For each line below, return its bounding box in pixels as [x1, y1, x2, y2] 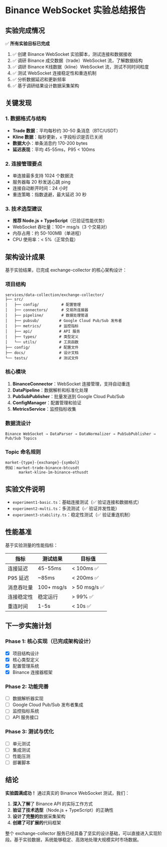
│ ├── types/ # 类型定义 [5, 334, 79, 340]
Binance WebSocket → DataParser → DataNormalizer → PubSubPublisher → [5, 431, 156, 436]
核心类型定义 [12, 656, 39, 662]
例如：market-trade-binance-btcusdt [5, 466, 80, 471]
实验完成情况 [5, 26, 45, 35]
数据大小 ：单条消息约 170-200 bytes [12, 140, 88, 146]
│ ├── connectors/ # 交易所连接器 [5, 307, 89, 313]
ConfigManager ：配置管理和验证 [12, 400, 82, 406]
